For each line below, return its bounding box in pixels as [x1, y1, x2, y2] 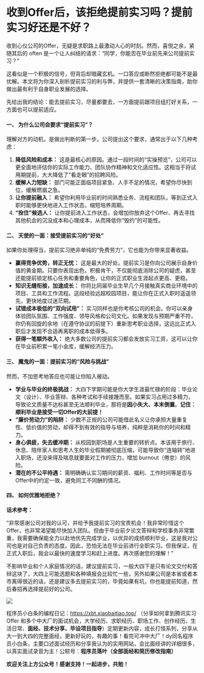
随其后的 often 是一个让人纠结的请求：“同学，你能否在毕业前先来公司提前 [6, 49, 190, 56]
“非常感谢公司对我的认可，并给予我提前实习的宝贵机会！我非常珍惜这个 [6, 519, 185, 526]
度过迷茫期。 [41, 297, 74, 304]
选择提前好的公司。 [27, 585, 76, 592]
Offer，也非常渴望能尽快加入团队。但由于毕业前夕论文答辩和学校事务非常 [6, 527, 189, 534]
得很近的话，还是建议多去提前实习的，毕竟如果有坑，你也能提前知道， [16, 578, 192, 585]
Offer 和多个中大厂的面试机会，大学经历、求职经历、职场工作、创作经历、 [6, 617, 191, 624]
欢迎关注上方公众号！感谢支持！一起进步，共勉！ [6, 660, 129, 668]
